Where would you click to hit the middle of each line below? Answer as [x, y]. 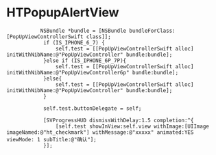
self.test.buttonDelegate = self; [92, 108]
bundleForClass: [152, 31]
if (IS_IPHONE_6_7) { [74, 42]
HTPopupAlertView [63, 13]
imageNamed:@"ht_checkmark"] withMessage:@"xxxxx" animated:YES [100, 132]
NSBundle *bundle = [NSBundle [83, 31]
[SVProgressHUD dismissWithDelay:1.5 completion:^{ [118, 120]
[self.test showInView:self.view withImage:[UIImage [132, 126]
